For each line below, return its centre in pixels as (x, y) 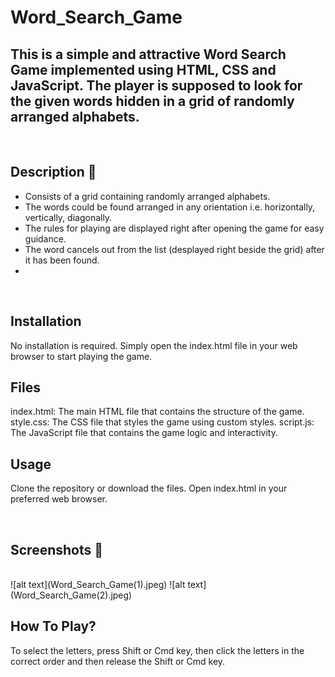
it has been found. (62, 260)
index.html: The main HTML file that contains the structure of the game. (157, 412)
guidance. (45, 238)
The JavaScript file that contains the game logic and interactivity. (144, 433)
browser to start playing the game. (81, 356)
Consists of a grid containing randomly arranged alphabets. (147, 196)
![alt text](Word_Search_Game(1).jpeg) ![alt (98, 585)
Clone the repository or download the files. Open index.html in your (149, 488)
